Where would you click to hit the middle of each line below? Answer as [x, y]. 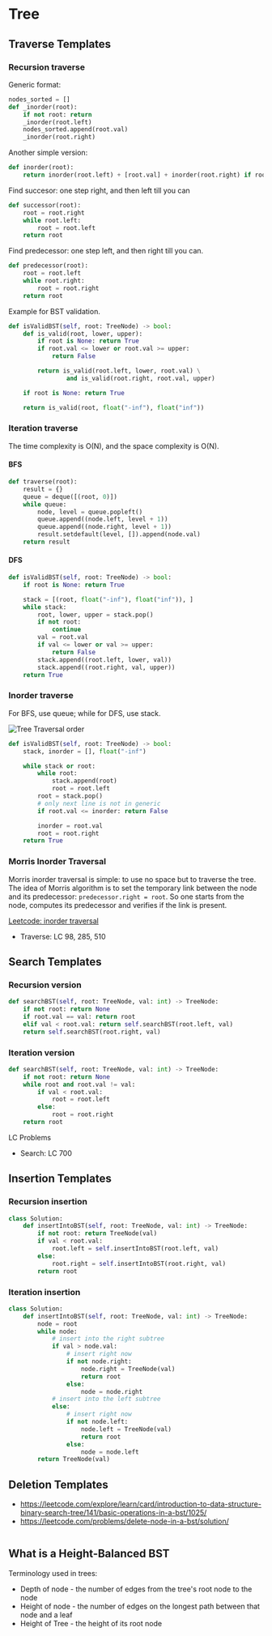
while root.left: [52, 220]
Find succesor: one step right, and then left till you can [99, 190]
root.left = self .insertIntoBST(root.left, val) [135, 1249]
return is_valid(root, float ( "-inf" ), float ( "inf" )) [114, 407]
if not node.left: [97, 1422]
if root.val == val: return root [79, 1016]
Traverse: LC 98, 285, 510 [63, 936]
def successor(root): [45, 205]
